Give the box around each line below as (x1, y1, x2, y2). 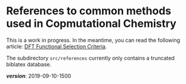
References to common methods (6, 4, 172, 18)
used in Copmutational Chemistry (6, 17, 177, 30)
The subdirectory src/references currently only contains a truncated (6, 54, 175, 61)
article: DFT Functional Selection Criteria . (6, 43, 107, 50)
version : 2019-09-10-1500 (6, 72, 72, 79)
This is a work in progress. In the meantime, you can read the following (6, 36, 181, 43)
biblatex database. (6, 61, 52, 68)
